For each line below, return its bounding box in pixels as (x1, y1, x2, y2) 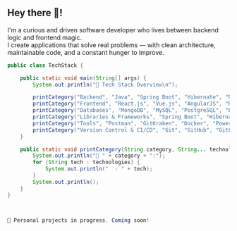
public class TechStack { (7, 61, 83, 69)
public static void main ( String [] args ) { (20, 75, 147, 82)
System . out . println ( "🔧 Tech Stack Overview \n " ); (32, 81, 178, 88)
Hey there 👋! (7, 7, 63, 19)
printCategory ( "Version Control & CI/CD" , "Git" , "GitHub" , (32, 126, 213, 134)
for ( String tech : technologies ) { (32, 159, 140, 166)
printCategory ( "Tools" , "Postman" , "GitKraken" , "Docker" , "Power (32, 120, 232, 127)
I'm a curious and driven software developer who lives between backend (7, 25, 219, 34)
